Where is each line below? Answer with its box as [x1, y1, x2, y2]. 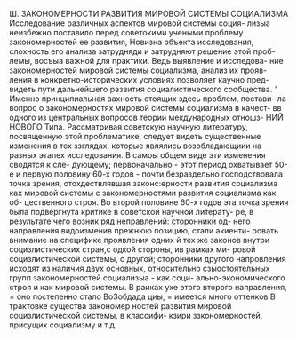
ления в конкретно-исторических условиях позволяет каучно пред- [9, 75, 269, 84]
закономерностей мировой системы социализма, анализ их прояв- [9, 65, 268, 75]
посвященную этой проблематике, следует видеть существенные [9, 131, 261, 141]
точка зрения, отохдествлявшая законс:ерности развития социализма [9, 178, 278, 188]
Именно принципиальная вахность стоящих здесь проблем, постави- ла [9, 93, 287, 104]
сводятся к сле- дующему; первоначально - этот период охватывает [9, 160, 273, 169]
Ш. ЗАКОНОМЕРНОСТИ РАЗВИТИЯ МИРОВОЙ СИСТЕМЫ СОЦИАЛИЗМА [9, 9, 289, 19]
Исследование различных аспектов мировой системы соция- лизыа [9, 18, 271, 28]
